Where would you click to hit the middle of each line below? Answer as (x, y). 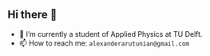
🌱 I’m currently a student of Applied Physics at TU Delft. (111, 34)
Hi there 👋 (32, 15)
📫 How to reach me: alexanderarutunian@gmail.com (104, 43)
